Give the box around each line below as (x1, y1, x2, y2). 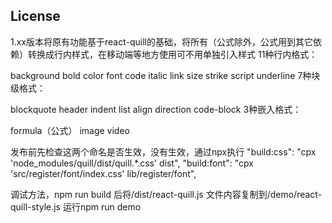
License (10, 8, 61, 25)
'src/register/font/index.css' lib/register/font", (10, 167, 197, 179)
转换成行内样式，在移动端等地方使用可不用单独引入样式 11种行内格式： (27, 48, 318, 60)
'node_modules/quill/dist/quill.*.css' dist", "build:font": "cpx (10, 157, 254, 169)
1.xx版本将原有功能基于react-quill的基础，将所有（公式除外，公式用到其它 (10, 35, 313, 48)
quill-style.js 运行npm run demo (10, 200, 142, 213)
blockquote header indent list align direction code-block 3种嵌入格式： (10, 103, 302, 115)
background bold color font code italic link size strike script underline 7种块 (10, 69, 321, 81)
